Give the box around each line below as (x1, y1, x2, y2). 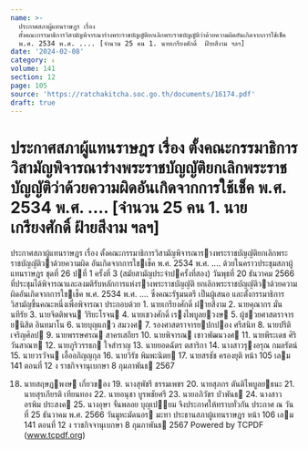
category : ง (10, 56, 55, 65)
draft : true (10, 97, 56, 107)
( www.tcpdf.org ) (23, 430, 86, 441)
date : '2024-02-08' (10, 47, 85, 56)
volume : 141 (10, 65, 56, 74)
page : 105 (10, 81, 48, 90)
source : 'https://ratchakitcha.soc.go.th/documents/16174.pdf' (10, 89, 256, 98)
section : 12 (10, 73, 56, 82)
